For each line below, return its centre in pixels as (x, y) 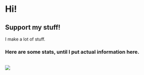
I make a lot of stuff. (25, 39)
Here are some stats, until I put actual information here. (72, 52)
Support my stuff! (33, 27)
